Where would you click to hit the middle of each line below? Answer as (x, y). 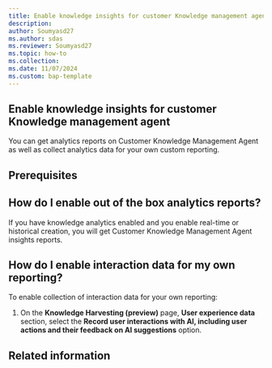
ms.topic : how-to (38, 53)
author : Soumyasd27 (41, 31)
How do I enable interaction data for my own (122, 265)
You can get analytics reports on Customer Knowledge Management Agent (134, 141)
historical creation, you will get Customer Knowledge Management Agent (130, 231)
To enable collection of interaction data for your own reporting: (113, 297)
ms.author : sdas (36, 39)
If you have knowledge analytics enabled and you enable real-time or (124, 222)
